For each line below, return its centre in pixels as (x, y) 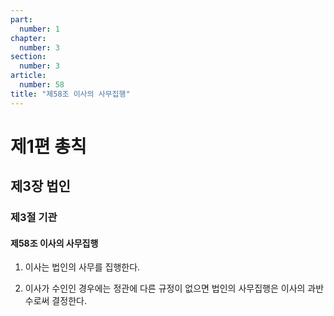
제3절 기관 (34, 218)
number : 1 (39, 29)
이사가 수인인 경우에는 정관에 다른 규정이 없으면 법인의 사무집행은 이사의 (165, 288)
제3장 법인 (40, 186)
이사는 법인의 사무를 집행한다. (82, 267)
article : (28, 76)
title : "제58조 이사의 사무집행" (70, 94)
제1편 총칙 (48, 146)
